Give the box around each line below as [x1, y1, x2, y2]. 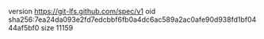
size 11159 [40, 23, 74, 32]
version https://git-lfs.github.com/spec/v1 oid [8, 7, 156, 16]
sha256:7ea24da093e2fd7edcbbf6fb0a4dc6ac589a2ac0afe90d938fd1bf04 [8, 15, 257, 24]
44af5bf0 [8, 23, 40, 32]
